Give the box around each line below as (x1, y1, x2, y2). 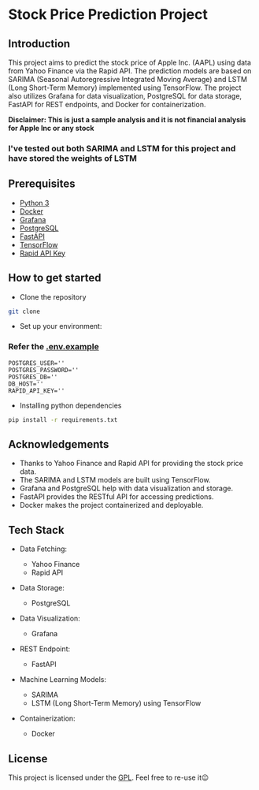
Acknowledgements (8, 438, 109, 451)
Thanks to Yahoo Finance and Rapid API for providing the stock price (19, 459, 244, 468)
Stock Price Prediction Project (8, 6, 209, 24)
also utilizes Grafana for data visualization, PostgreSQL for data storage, (8, 91, 242, 100)
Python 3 (19, 198, 50, 207)
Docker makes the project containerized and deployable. (19, 501, 204, 510)
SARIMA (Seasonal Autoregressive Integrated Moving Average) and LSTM (8, 75, 248, 84)
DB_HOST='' (8, 380, 44, 388)
